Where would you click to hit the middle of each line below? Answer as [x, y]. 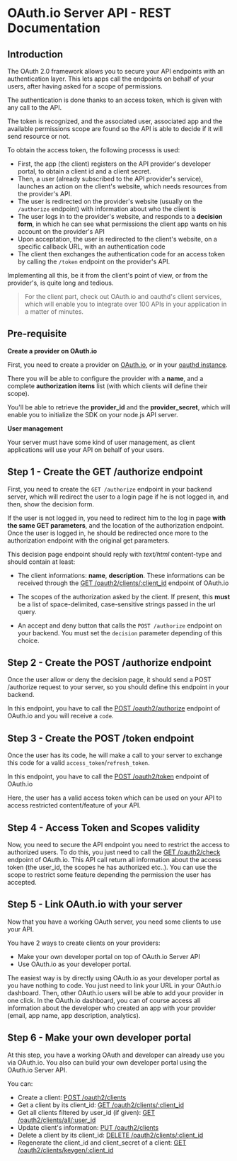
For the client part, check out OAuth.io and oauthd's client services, [123, 296]
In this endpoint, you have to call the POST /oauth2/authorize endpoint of [114, 708]
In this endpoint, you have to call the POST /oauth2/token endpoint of [109, 776]
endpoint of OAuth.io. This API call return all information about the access [115, 860]
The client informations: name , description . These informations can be [121, 575]
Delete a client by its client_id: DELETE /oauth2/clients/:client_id [110, 1135]
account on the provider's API [61, 231]
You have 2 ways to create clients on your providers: [84, 943]
